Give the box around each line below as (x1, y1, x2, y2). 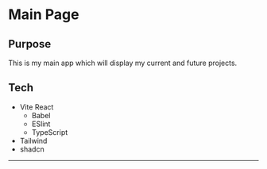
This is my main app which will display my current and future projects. (8, 58, 238, 67)
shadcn (19, 144, 45, 154)
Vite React (19, 102, 54, 112)
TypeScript (31, 127, 68, 136)
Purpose (8, 37, 52, 51)
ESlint (31, 119, 51, 129)
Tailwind (19, 136, 48, 145)
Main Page (8, 6, 79, 24)
